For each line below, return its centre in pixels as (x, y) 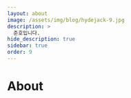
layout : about (28, 13)
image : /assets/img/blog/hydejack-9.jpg (66, 20)
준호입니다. (27, 33)
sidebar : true (28, 46)
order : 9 (20, 52)
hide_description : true (41, 39)
